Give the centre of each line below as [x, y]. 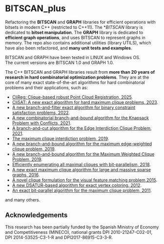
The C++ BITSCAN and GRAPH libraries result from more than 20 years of [80, 72]
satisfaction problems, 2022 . [41, 112]
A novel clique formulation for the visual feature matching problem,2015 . [85, 180]
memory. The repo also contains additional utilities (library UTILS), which [78, 42]
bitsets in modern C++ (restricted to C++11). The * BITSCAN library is [74, 27]
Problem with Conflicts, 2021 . [42, 123]
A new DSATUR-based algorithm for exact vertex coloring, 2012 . [77, 185]
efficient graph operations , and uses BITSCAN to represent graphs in [75, 38]
